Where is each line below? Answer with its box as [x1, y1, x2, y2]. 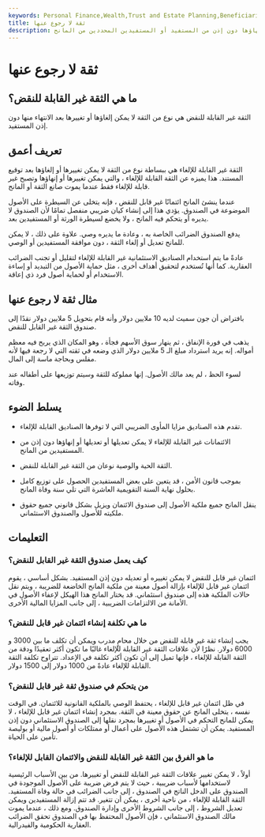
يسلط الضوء [8, 401, 62, 414]
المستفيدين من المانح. [19, 445, 84, 454]
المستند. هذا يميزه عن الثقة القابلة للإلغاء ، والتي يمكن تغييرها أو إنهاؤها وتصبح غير [8, 173, 244, 183]
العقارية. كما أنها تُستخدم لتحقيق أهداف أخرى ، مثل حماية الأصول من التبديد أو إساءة [8, 262, 252, 271]
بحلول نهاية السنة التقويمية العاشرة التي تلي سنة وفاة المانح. [19, 484, 196, 494]
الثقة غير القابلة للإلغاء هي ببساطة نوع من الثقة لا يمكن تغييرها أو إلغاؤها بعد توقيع [8, 165, 243, 175]
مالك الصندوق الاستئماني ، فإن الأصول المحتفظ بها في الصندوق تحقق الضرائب [8, 812, 237, 821]
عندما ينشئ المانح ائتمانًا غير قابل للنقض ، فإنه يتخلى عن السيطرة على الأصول [8, 197, 235, 206]
